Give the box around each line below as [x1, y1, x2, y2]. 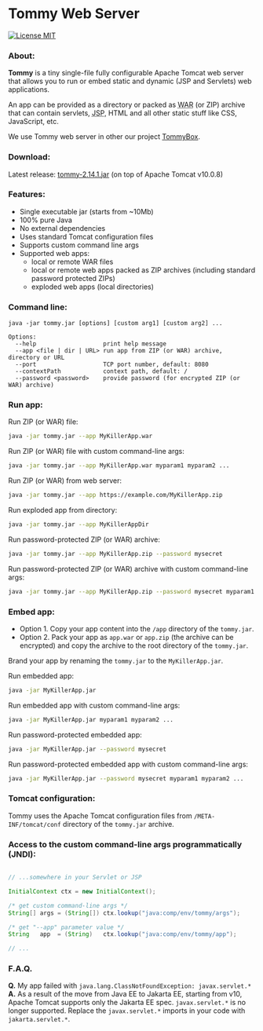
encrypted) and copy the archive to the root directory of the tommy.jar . [19, 641, 249, 650]
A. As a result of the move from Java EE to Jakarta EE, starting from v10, [8, 989, 243, 999]
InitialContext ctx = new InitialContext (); [8, 887, 156, 895]
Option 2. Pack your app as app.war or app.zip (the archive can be [19, 632, 234, 642]
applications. [8, 85, 49, 94]
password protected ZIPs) [31, 273, 115, 283]
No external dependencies [19, 223, 106, 232]
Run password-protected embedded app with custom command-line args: [8, 759, 249, 769]
